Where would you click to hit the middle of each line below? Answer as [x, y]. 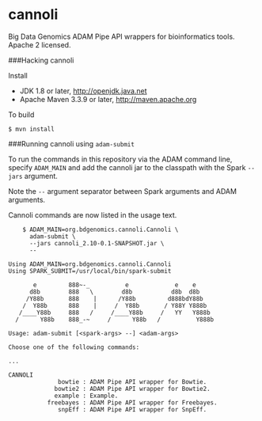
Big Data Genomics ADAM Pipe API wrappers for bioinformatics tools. [122, 36]
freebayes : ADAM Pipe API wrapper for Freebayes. [132, 402]
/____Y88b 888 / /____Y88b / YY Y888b [115, 313]
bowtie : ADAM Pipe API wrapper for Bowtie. [133, 381]
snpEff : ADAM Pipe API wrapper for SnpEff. [133, 409]
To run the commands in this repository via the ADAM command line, [120, 159]
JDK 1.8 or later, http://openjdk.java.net [84, 91]
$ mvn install [32, 129]
